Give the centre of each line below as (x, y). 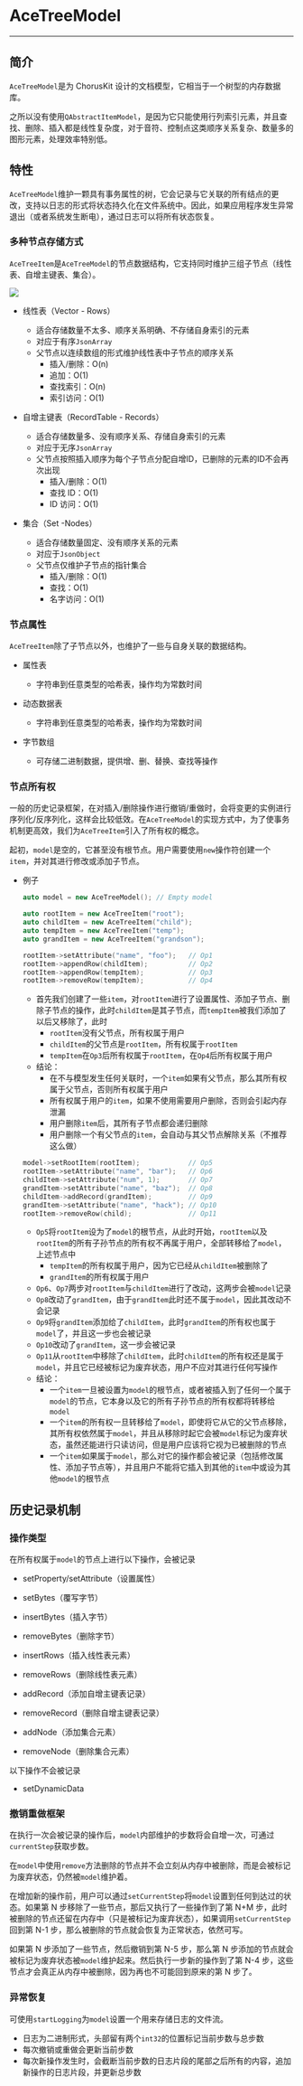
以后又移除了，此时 (72, 1021)
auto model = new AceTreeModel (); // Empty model (118, 897)
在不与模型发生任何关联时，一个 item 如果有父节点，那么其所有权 (168, 1078)
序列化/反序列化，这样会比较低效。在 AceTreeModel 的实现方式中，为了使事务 (150, 820)
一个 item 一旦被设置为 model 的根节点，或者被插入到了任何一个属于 (170, 1390)
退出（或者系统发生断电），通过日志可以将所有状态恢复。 (114, 216)
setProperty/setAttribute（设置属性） (91, 1579)
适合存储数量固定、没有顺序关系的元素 (107, 542)
